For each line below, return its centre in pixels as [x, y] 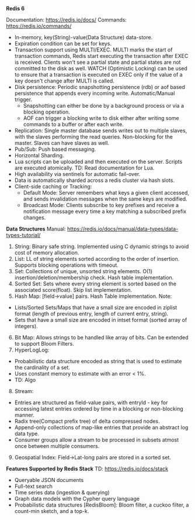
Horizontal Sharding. [39, 155]
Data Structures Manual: [36, 229]
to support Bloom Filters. [44, 344]
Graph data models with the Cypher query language [77, 499]
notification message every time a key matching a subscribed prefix [105, 211]
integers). [26, 326]
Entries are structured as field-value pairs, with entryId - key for [91, 402]
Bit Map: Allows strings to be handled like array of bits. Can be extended [101, 338]
